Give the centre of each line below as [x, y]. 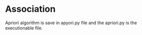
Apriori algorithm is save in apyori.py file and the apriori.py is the [71, 23]
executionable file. [24, 28]
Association [30, 9]
